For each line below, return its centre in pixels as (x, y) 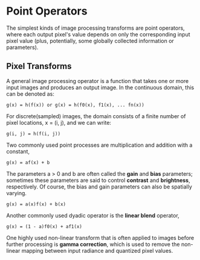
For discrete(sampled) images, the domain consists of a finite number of (96, 116)
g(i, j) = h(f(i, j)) (34, 134)
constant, (18, 151)
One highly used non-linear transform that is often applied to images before (100, 238)
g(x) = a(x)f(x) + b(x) (36, 204)
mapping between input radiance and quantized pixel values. (97, 250)
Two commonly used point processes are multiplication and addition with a (99, 145)
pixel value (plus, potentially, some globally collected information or (90, 41)
